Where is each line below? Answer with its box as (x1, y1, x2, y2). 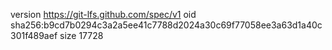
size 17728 (59, 30, 104, 41)
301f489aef (10, 30, 58, 41)
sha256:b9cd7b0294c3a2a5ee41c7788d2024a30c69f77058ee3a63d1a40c (10, 19, 323, 31)
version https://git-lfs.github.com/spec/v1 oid (10, 9, 197, 20)
